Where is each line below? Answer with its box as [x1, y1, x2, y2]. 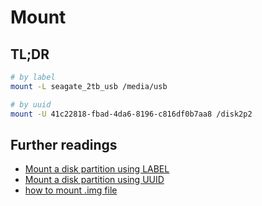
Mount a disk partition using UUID [24, 174, 165, 186]
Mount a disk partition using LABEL [24, 163, 170, 175]
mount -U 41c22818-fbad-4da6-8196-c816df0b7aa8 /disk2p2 [10, 109, 253, 119]
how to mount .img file [24, 184, 118, 196]
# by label [10, 72, 56, 82]
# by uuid [10, 99, 52, 110]
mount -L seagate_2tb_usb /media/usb [10, 81, 168, 91]
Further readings [10, 136, 118, 153]
